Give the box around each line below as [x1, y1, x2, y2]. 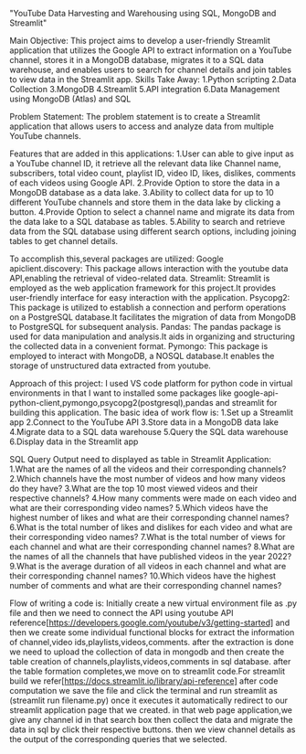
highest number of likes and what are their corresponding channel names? [9, 512, 290, 523]
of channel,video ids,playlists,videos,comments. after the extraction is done [9, 637, 294, 647]
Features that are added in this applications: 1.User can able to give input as [9, 148, 294, 159]
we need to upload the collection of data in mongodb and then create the [9, 646, 285, 657]
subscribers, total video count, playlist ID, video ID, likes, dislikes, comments [9, 168, 297, 178]
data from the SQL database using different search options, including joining [9, 226, 297, 237]
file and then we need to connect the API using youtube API [9, 608, 234, 618]
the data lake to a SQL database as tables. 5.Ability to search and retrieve [9, 217, 286, 227]
